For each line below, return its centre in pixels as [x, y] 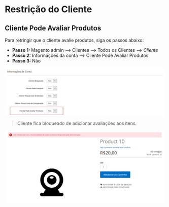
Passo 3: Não [26, 61]
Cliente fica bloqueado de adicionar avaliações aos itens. [77, 123]
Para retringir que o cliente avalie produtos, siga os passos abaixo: [74, 40]
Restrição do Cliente [48, 9]
